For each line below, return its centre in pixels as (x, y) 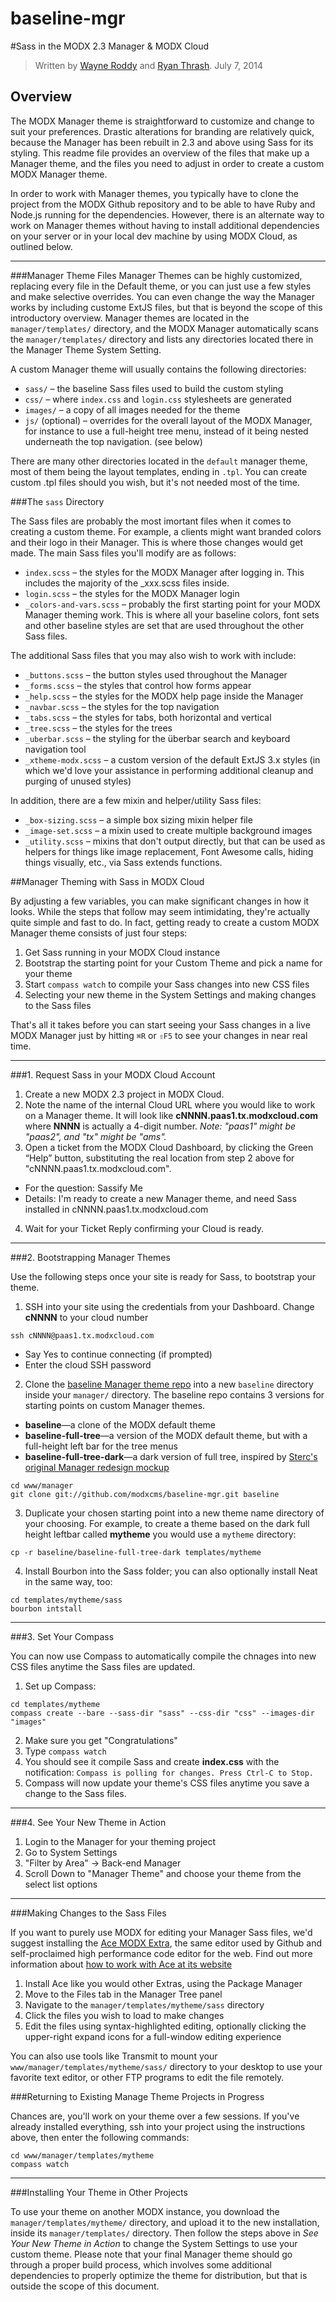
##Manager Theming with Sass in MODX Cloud (107, 881)
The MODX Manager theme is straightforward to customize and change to (162, 121)
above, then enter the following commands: (100, 2137)
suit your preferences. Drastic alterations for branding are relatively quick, (162, 131)
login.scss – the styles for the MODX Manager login (132, 593)
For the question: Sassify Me (83, 1188)
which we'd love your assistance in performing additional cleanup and (169, 770)
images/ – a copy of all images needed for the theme (132, 409)
